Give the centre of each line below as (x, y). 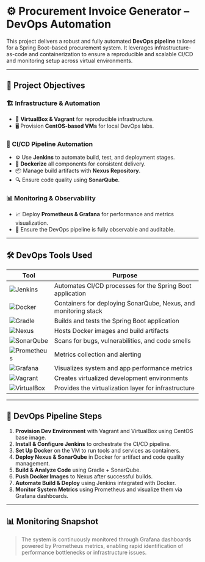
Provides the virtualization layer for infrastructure (124, 388)
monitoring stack (78, 311)
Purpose (125, 276)
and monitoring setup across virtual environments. (70, 60)
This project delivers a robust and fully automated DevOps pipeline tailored (101, 41)
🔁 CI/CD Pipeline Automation (50, 144)
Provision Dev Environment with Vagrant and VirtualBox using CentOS (104, 431)
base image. (31, 437)
